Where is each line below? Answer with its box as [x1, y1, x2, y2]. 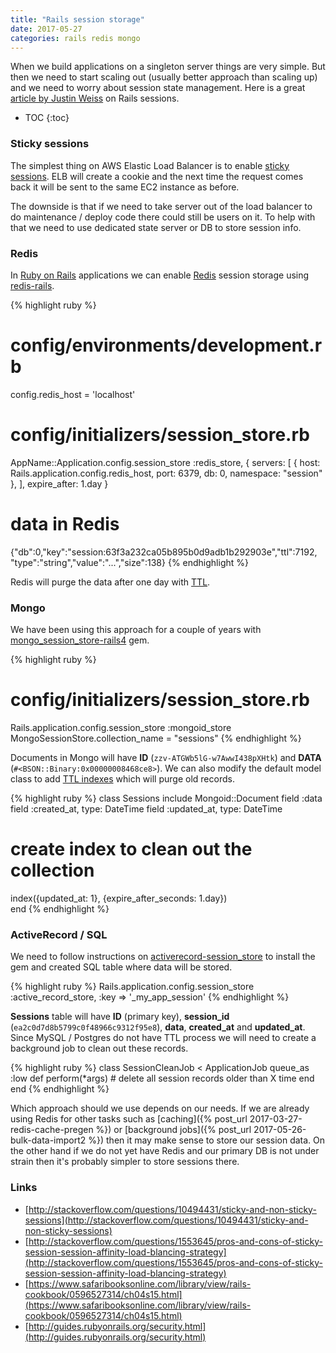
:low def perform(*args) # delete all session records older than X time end [10, 1072, 315, 1085]
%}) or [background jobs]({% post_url [95, 1124, 252, 1136]
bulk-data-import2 [10, 1134, 87, 1146]
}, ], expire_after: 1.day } [10, 477, 109, 490]
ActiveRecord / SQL [10, 927, 108, 941]
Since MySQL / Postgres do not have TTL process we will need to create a [10, 1032, 317, 1044]
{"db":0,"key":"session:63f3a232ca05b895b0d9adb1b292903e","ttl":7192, [10, 546, 318, 558]
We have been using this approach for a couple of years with [10, 624, 262, 636]
